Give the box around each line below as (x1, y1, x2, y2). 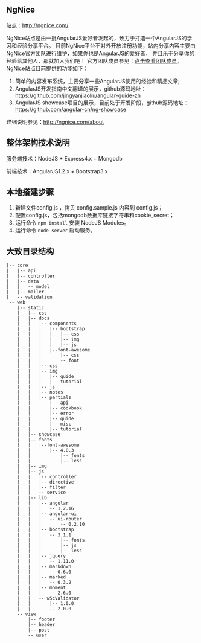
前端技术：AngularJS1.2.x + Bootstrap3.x (6, 167, 108, 174)
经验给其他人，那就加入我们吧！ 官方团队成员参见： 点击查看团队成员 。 (6, 57, 182, 64)
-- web (8, 299, 26, 306)
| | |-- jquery (17, 553, 66, 559)
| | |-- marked (17, 574, 66, 580)
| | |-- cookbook (17, 405, 83, 411)
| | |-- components (17, 321, 77, 327)
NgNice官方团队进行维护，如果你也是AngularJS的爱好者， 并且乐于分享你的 (6, 50, 195, 57)
